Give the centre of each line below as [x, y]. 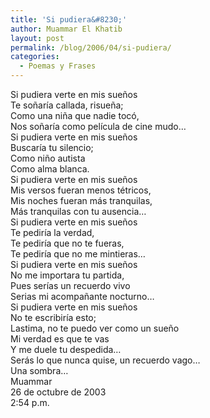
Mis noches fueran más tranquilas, [81, 200]
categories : [35, 57]
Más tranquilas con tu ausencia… [78, 211]
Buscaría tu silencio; [52, 147]
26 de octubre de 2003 [58, 392]
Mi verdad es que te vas [60, 339]
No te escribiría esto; [53, 317]
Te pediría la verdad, [52, 232]
